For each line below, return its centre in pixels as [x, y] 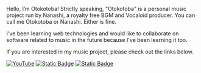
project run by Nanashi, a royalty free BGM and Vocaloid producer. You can [101, 15]
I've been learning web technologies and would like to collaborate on [93, 33]
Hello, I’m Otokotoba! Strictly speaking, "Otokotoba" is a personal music [97, 9]
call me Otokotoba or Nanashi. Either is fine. [62, 22]
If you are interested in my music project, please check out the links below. [100, 52]
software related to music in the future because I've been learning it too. [97, 40]
